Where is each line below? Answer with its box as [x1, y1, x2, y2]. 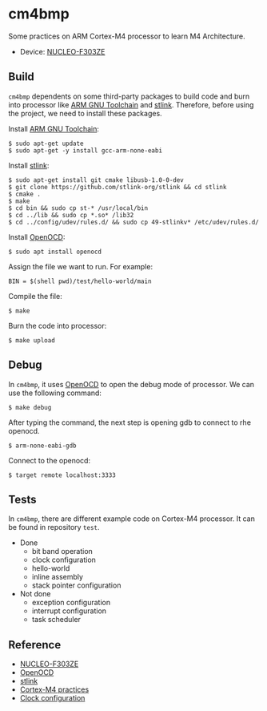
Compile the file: [8, 291, 62, 301]
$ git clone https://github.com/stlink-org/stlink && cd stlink [8, 183, 227, 191]
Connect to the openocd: [8, 455, 90, 465]
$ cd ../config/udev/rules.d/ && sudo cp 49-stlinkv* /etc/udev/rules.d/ [8, 218, 260, 226]
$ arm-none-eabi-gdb [8, 442, 78, 450]
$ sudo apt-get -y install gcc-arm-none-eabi [8, 146, 162, 155]
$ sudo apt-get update [8, 139, 84, 147]
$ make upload [8, 336, 56, 345]
